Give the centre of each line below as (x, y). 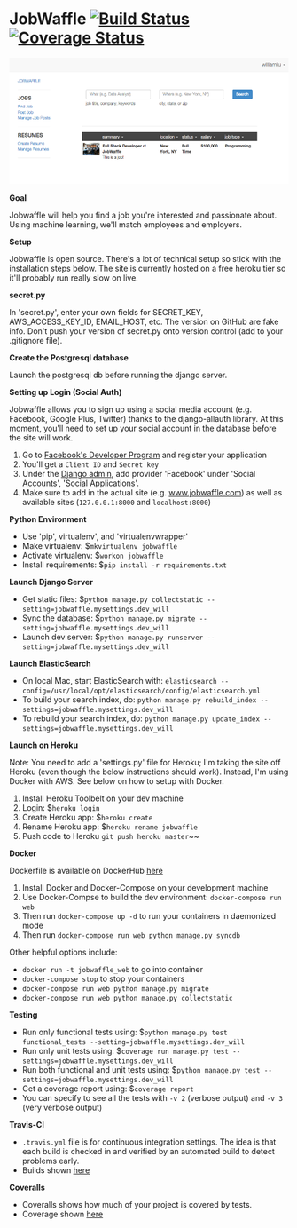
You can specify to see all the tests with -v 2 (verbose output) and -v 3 (152, 1098)
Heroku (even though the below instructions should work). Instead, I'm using (149, 772)
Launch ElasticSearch (50, 664)
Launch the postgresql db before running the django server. (118, 375)
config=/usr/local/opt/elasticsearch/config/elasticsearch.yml (141, 691)
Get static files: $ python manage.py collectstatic (113, 599)
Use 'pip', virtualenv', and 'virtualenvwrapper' (105, 536)
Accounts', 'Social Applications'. (81, 483)
